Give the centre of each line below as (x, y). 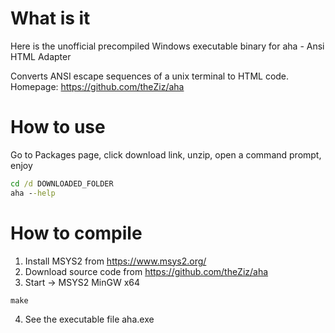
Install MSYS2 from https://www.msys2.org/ (115, 261)
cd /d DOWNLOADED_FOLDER (62, 183)
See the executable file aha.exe (89, 319)
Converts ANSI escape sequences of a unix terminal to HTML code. (150, 76)
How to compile (76, 233)
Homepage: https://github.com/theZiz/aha (97, 86)
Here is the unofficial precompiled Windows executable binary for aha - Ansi (167, 46)
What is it (50, 18)
